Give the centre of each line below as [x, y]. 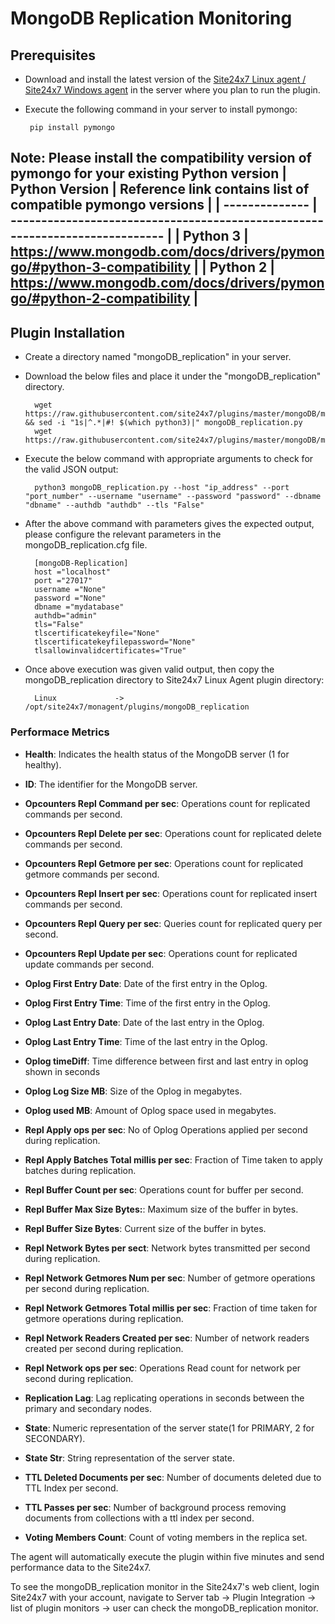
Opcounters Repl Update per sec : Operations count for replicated [161, 953]
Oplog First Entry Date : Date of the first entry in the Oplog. [146, 983]
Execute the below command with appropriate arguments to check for [169, 459]
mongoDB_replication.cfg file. [86, 545]
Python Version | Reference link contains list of [160, 189]
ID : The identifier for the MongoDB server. [111, 784]
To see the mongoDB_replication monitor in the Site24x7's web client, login [165, 1586]
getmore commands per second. [92, 874]
